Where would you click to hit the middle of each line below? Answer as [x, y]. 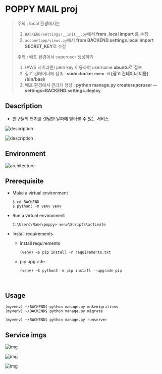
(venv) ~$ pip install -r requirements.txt [65, 253]
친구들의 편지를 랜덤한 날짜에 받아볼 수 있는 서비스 [60, 118]
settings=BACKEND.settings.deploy [63, 91]
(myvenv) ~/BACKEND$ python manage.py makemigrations [62, 307]
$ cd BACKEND [26, 202]
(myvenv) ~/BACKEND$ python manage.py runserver [56, 320]
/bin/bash [35, 79]
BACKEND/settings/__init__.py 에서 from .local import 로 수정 [86, 34]
